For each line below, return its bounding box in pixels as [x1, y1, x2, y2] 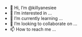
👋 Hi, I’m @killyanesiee [9, 5, 57, 10]
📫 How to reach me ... [9, 26, 56, 32]
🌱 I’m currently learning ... [9, 15, 63, 21]
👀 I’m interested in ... [9, 10, 52, 16]
